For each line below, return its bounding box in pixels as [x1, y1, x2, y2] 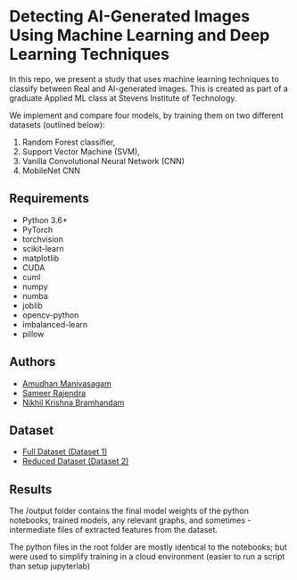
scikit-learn [21, 243, 64, 253]
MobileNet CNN [21, 165, 80, 176]
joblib [21, 300, 43, 311]
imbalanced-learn [21, 319, 88, 329]
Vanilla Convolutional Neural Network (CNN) [21, 155, 186, 166]
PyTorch [21, 224, 54, 235]
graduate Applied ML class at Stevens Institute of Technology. [9, 92, 237, 104]
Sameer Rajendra [21, 387, 87, 398]
